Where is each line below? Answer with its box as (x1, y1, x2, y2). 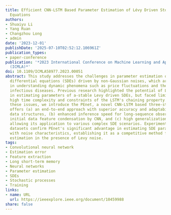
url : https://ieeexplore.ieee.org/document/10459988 (10, 197, 124, 202)
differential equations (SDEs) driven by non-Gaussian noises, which (10, 78, 160, 84)
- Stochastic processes (5, 178, 56, 183)
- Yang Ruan (5, 26, 31, 32)
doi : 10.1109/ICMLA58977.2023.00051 (5, 69, 83, 74)
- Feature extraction (5, 154, 51, 159)
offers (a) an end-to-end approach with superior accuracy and (10, 107, 147, 112)
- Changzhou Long (5, 31, 42, 36)
